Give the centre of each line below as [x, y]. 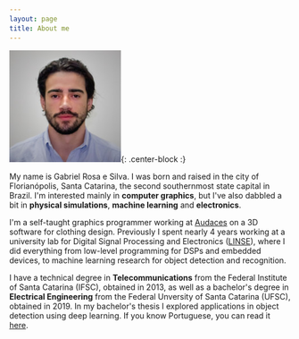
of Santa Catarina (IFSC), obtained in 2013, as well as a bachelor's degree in [149, 287]
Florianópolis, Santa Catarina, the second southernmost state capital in [140, 186]
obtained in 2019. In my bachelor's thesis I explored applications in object [144, 306]
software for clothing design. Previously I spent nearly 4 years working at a [147, 232]
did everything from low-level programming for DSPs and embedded [135, 250]
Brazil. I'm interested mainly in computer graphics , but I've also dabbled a [146, 195]
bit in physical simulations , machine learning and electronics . [125, 205]
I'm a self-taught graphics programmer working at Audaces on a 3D [134, 222]
